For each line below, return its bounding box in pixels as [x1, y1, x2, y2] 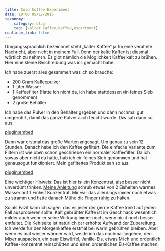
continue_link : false [5, 30, 50, 35]
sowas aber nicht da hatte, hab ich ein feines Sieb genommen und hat [5, 155, 147, 161]
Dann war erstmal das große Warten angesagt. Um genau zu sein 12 [5, 139, 144, 145]
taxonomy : [5, 16, 26, 21]
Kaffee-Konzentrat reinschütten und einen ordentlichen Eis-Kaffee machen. [5, 241, 159, 247]
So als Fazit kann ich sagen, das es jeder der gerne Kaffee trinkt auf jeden [5, 205, 156, 210]
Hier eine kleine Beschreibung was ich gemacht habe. [5, 60, 115, 65]
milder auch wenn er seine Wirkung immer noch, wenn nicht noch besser [5, 215, 154, 220]
